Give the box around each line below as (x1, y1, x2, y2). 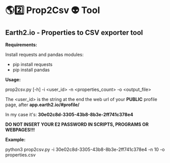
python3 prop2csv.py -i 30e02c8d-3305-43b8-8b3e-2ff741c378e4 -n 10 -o (5, 146, 165, 152)
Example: (5, 137, 26, 143)
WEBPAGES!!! (5, 127, 35, 133)
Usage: (5, 77, 21, 82)
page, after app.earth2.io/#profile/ (5, 102, 80, 108)
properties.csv (5, 152, 36, 158)
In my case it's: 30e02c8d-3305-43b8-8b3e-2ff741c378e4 (5, 112, 133, 117)
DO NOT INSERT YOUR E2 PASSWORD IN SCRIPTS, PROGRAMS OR (5, 121, 149, 127)
